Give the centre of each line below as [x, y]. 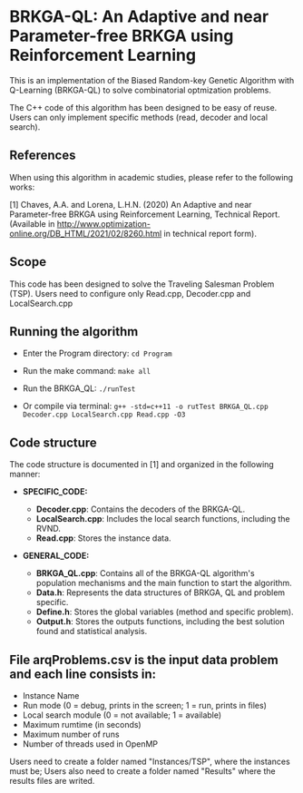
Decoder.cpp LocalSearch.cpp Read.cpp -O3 [104, 415]
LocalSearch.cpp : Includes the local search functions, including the [163, 519]
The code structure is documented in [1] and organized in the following [142, 465]
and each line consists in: [83, 674]
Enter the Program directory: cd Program [97, 353]
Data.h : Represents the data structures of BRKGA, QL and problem [161, 592]
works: [22, 187]
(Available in [32, 223]
